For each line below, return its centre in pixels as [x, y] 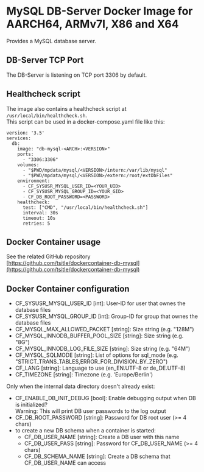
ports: [26, 154]
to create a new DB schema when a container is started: [86, 431]
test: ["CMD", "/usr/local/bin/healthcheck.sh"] [85, 207]
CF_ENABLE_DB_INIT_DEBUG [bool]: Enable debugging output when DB [105, 398]
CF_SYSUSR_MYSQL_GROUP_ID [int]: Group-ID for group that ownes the [106, 316]
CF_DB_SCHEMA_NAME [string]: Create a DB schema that [97, 456]
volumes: [28, 165]
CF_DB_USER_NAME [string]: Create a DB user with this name [102, 437]
